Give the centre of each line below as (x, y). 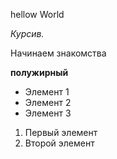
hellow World (37, 14)
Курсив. (27, 33)
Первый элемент (61, 132)
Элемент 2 (48, 102)
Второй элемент (59, 143)
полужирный (39, 72)
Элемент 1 (47, 92)
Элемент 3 (48, 113)
